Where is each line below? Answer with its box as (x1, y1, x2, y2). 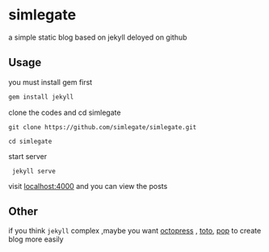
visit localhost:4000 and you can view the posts (8, 181, 168, 191)
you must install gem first (8, 77, 93, 86)
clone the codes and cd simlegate (8, 107, 121, 117)
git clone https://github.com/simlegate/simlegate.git (8, 123, 197, 131)
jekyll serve (11, 167, 57, 175)
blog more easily (8, 234, 64, 244)
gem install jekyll (8, 93, 74, 101)
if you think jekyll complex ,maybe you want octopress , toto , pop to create (8, 226, 262, 236)
